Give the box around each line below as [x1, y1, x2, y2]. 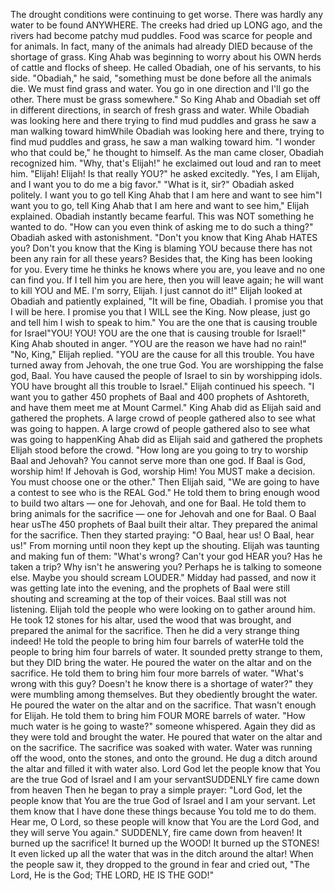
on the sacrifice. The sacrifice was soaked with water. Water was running [10, 742, 313, 753]
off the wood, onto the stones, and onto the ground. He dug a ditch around [10, 752, 318, 764]
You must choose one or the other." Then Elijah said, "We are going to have [10, 476, 320, 488]
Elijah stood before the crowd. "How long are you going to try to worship [10, 444, 309, 456]
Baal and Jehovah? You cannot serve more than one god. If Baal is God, [10, 455, 306, 466]
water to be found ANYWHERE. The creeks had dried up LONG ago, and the [10, 19, 323, 31]
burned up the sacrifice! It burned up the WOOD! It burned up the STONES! [10, 837, 320, 849]
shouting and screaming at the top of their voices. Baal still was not [10, 593, 287, 604]
